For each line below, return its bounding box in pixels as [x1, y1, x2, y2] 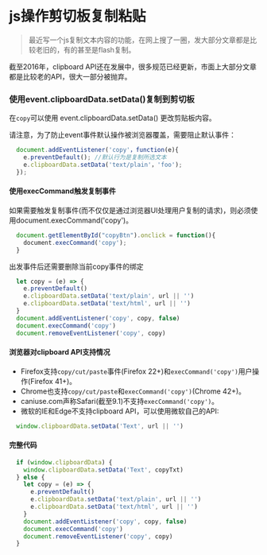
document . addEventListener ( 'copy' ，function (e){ [16, 146, 180, 154]
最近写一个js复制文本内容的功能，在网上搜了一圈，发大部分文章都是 [28, 35, 250, 45]
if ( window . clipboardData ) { [16, 458, 113, 466]
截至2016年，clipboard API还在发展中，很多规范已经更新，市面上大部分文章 [9, 61, 257, 72]
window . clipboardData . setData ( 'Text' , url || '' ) [16, 422, 184, 430]
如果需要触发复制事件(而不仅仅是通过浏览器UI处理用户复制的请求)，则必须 [9, 205, 251, 215]
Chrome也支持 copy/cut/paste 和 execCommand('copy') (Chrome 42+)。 [20, 386, 246, 396]
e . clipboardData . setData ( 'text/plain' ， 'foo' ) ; [23, 161, 183, 169]
